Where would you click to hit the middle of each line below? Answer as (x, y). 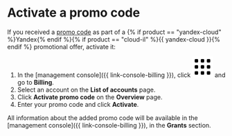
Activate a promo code (74, 13)
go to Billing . (35, 82)
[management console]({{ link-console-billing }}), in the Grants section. (109, 125)
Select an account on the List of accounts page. (86, 90)
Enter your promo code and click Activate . (78, 104)
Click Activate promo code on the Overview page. (90, 97)
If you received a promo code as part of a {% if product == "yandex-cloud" (114, 32)
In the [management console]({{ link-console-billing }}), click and (121, 75)
